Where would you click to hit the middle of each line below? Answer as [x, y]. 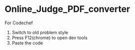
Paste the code [27, 43]
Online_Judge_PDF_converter [67, 9]
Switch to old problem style [40, 32]
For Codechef [19, 23]
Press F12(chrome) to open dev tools [50, 38]
